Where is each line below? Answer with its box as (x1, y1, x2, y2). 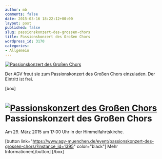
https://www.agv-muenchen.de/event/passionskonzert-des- (32, 139, 154, 144)
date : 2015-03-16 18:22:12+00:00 (5, 16, 73, 21)
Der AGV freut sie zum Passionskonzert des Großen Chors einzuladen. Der (5, 71, 155, 77)
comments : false (5, 12, 38, 17)
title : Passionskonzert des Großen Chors (5, 35, 91, 40)
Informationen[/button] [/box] (5, 149, 64, 155)
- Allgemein (5, 48, 29, 53)
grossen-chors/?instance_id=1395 (5, 143, 74, 149)
